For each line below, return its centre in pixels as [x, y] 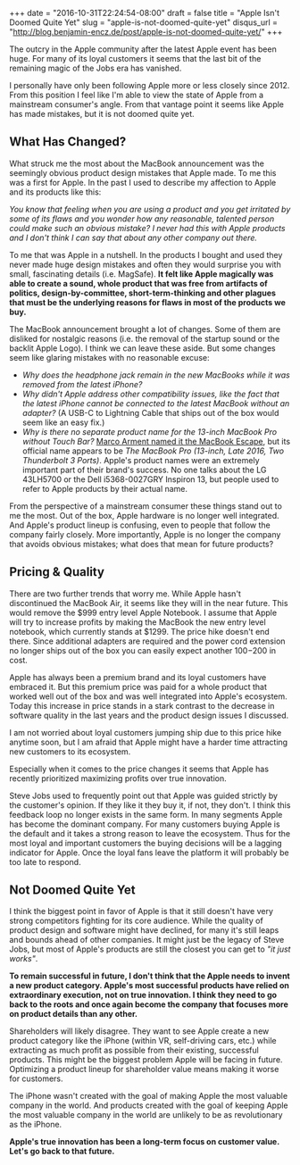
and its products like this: [55, 192]
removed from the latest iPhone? [82, 384]
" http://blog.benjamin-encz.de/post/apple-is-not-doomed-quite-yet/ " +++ [146, 32]
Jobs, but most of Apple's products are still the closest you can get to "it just [150, 949]
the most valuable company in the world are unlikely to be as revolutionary [146, 1115]
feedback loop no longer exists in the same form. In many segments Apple [146, 814]
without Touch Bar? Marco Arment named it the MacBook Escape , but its [156, 441]
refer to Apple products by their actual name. [105, 488]
